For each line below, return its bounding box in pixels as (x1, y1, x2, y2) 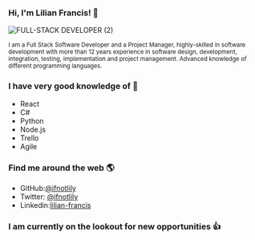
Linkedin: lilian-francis (19, 200, 91, 209)
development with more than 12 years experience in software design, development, (8, 48, 238, 56)
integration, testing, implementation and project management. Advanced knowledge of (8, 55, 247, 63)
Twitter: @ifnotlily (19, 192, 79, 201)
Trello (19, 132, 39, 143)
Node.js (19, 124, 47, 134)
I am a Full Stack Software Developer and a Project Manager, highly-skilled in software (8, 41, 246, 49)
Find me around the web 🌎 (8, 162, 115, 173)
